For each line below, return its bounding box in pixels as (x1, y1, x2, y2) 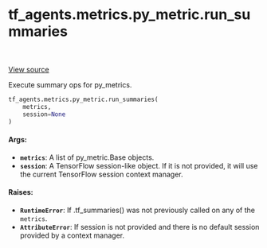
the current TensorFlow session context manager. (19, 169, 183, 179)
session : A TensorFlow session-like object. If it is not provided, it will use (19, 161, 258, 170)
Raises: (8, 188, 33, 197)
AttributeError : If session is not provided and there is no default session (19, 222, 260, 231)
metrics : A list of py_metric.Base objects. (19, 153, 155, 162)
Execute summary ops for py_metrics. (8, 79, 132, 89)
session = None (22, 110, 66, 118)
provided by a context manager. (19, 231, 125, 240)
